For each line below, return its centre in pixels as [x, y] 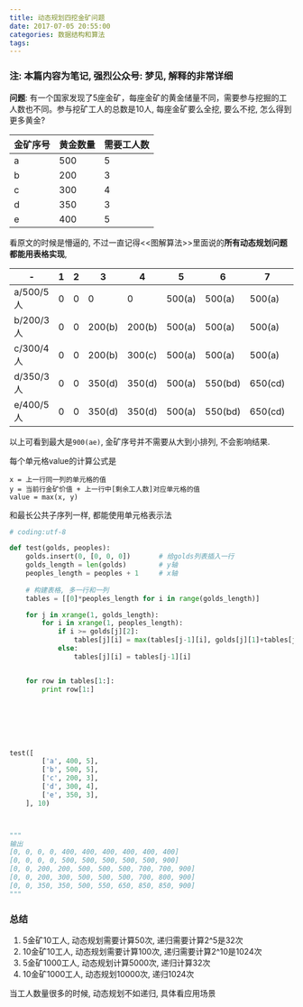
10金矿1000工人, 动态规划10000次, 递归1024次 [108, 974]
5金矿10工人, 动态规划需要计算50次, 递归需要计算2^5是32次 [133, 940]
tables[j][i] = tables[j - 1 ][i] [133, 656]
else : [68, 649]
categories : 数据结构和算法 [57, 34]
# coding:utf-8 [38, 532]
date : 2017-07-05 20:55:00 [60, 26]
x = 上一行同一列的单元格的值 [58, 479]
